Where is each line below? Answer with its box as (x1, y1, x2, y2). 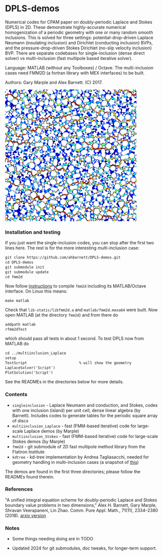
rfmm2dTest (5, 327, 27, 332)
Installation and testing (5, 229, 61, 236)
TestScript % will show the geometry (5, 360, 132, 366)
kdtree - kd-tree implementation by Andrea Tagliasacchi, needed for (12, 454, 149, 460)
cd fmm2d (5, 275, 23, 279)
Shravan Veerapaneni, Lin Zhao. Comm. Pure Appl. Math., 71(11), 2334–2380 (5, 507, 158, 513)
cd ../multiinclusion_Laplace (5, 351, 67, 356)
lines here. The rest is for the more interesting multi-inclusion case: (5, 245, 140, 251)
